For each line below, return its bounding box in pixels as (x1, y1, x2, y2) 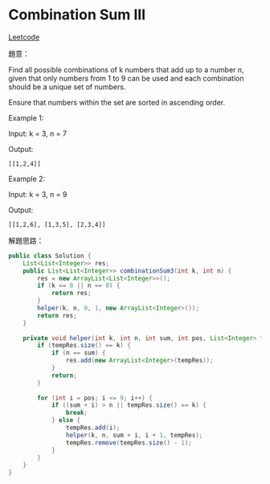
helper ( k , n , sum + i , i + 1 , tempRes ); (65, 431, 203, 439)
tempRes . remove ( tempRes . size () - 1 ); (65, 438, 193, 447)
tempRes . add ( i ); (65, 424, 121, 432)
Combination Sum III (8, 6, 146, 24)
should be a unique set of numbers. (8, 82, 126, 92)
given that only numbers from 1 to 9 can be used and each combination (8, 73, 244, 83)
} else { (51, 416, 81, 425)
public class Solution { (8, 252, 92, 260)
